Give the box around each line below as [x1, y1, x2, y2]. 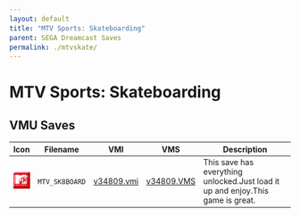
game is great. [203, 195, 256, 205]
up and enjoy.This [203, 186, 270, 196]
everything [203, 166, 243, 177]
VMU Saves [9, 117, 76, 133]
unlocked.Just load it [203, 176, 279, 187]
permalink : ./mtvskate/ [9, 43, 98, 52]
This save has [203, 157, 254, 167]
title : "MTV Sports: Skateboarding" [9, 23, 146, 33]
